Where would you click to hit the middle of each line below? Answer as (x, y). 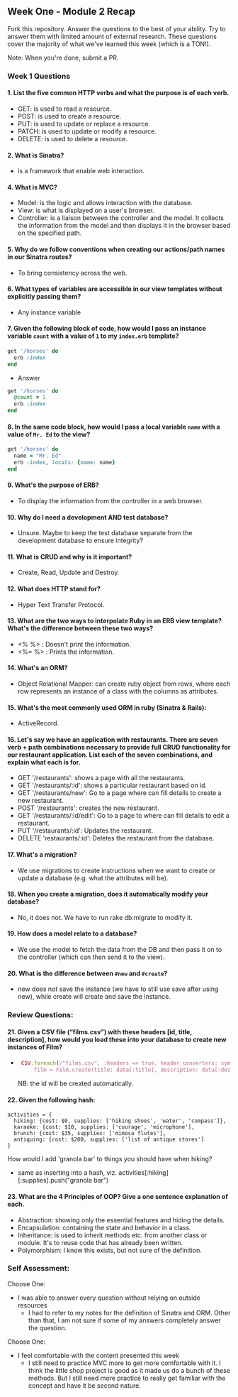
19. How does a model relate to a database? (72, 933)
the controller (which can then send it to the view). (91, 957)
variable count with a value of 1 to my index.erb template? (93, 336)
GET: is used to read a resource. (64, 109)
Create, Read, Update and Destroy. (68, 573)
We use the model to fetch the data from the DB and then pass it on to (120, 950)
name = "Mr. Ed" (38, 456)
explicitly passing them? (44, 297)
